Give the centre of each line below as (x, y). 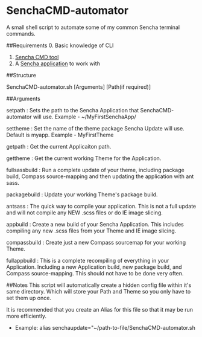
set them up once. (29, 298)
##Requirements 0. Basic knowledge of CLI (60, 45)
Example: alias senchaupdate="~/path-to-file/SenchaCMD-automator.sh (105, 327)
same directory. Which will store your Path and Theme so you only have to (99, 291)
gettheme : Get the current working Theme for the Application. (84, 158)
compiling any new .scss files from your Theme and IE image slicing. (91, 231)
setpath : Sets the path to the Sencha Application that (73, 110)
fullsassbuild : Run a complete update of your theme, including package (96, 170)
